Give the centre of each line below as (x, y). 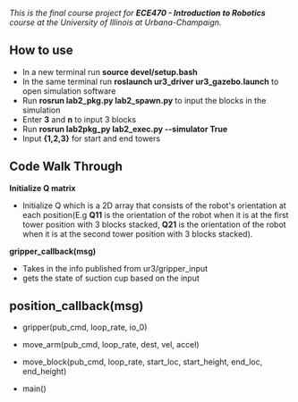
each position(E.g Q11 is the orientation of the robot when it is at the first (155, 214)
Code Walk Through (66, 167)
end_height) (44, 372)
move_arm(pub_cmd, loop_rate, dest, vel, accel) (111, 345)
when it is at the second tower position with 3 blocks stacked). (137, 234)
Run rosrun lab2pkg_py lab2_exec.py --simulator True (125, 129)
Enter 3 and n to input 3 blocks (79, 119)
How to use (41, 50)
